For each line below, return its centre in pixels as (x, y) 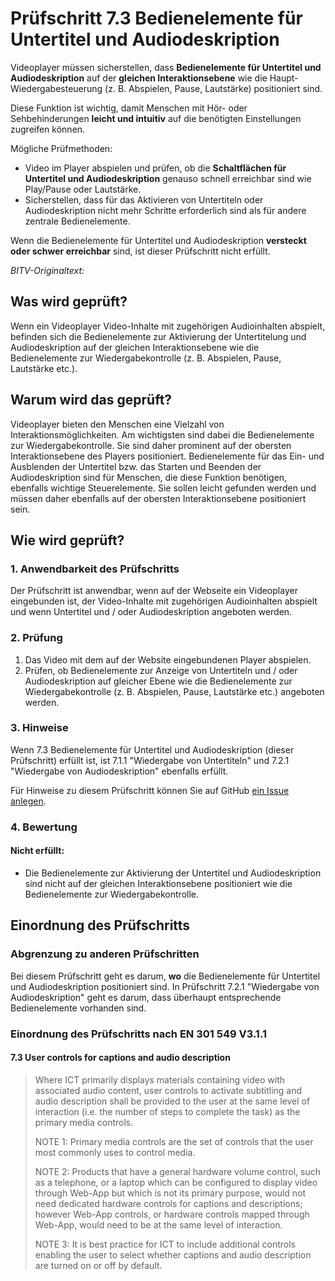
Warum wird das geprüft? (91, 400)
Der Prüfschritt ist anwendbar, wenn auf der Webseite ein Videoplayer (154, 591)
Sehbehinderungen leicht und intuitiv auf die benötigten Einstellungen (156, 118)
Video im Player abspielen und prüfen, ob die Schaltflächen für (155, 168)
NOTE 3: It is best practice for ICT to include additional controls (165, 1244)
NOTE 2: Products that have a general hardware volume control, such (178, 1171)
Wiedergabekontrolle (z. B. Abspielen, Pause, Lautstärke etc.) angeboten (174, 691)
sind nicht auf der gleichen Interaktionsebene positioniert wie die (158, 883)
